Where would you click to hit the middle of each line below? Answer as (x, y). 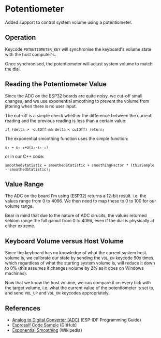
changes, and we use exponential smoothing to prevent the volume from (77, 101)
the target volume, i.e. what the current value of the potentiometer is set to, (80, 288)
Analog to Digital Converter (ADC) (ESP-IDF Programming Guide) (76, 320)
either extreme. (20, 226)
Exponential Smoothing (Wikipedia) (47, 330)
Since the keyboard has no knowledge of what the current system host (76, 253)
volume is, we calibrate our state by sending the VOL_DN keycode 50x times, (80, 258)
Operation (21, 38)
